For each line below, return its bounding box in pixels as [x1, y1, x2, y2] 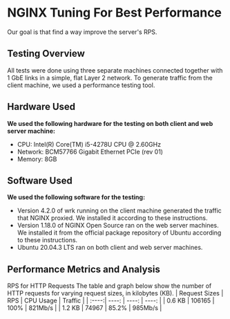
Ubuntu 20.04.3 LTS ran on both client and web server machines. [17, 244, 203, 252]
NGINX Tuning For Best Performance [7, 5, 222, 21]
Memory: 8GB [17, 154, 57, 163]
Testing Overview [7, 48, 85, 60]
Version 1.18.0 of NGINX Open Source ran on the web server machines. [17, 221, 219, 230]
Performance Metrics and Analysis [7, 263, 161, 275]
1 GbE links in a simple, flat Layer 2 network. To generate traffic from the [7, 73, 213, 82]
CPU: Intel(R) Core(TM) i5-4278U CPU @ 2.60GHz [17, 140, 161, 148]
